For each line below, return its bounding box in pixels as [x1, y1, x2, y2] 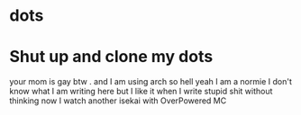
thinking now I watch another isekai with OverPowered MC [9, 95, 227, 106]
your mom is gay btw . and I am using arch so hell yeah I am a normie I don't [9, 76, 293, 87]
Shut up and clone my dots [9, 47, 214, 67]
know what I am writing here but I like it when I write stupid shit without [9, 86, 273, 97]
